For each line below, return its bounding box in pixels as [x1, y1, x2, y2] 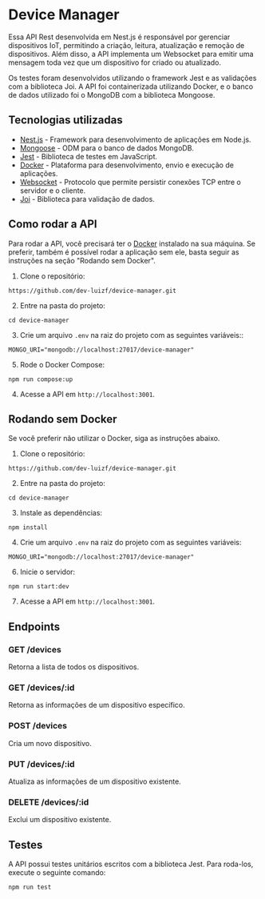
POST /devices [8, 720, 68, 732]
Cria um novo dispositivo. [8, 738, 92, 748]
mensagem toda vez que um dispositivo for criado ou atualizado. [8, 58, 222, 67]
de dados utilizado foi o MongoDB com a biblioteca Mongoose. [8, 90, 216, 99]
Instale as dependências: [19, 508, 102, 518]
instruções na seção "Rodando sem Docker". [8, 255, 156, 265]
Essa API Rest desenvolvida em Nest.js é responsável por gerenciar [8, 32, 231, 42]
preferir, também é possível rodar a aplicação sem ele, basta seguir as [8, 247, 239, 257]
